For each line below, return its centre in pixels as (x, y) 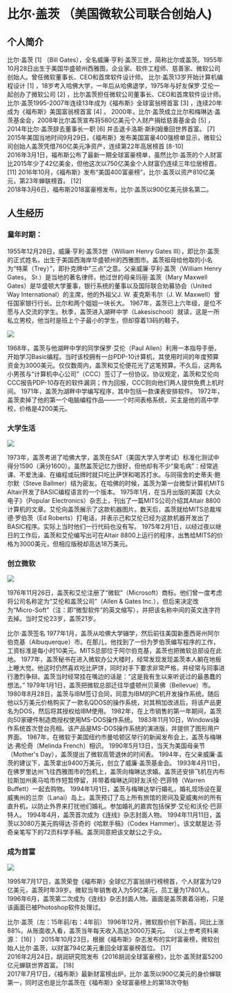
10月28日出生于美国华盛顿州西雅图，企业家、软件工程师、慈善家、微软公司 (114, 68)
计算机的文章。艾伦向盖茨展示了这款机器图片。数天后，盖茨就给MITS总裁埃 (115, 509)
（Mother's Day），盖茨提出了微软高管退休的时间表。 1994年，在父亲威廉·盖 (115, 754)
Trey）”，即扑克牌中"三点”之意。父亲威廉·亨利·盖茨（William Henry (128, 268)
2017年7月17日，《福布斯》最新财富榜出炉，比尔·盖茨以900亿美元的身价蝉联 (114, 974)
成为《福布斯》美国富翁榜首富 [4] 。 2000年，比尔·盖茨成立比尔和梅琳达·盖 (114, 112)
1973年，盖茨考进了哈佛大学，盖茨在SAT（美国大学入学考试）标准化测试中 (113, 457)
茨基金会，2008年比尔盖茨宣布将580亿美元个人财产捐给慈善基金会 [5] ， (111, 120)
